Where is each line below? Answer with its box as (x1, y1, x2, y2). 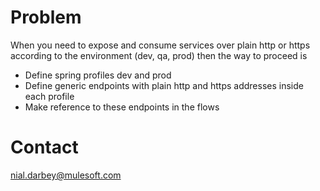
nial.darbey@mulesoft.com (10, 169, 122, 181)
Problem (10, 6, 82, 29)
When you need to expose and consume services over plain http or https (10, 39, 311, 51)
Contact (10, 136, 79, 159)
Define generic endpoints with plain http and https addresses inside (24, 79, 304, 91)
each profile (24, 90, 75, 102)
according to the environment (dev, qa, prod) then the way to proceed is (10, 49, 308, 61)
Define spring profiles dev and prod (24, 69, 172, 81)
